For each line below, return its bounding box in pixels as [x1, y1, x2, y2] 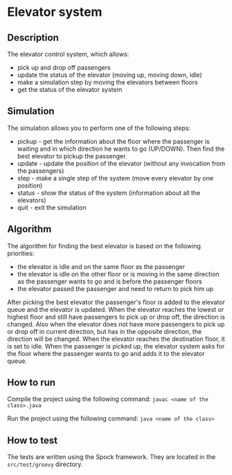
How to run [7, 377, 56, 389]
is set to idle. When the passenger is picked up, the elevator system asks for [7, 342, 225, 350]
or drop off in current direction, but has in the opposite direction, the [7, 327, 202, 335]
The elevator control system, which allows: [7, 50, 130, 58]
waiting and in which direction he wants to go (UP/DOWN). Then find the [17, 145, 225, 153]
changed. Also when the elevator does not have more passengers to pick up [7, 319, 225, 328]
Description [7, 32, 59, 44]
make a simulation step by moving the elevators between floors [17, 78, 199, 86]
